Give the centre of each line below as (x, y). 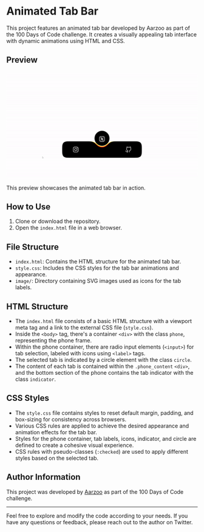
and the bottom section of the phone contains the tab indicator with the (104, 373)
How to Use (29, 207)
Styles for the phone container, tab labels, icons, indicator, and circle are (106, 438)
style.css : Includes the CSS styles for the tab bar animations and (97, 268)
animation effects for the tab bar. (56, 432)
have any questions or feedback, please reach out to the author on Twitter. (100, 522)
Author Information (43, 477)
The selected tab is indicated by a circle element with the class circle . (104, 360)
